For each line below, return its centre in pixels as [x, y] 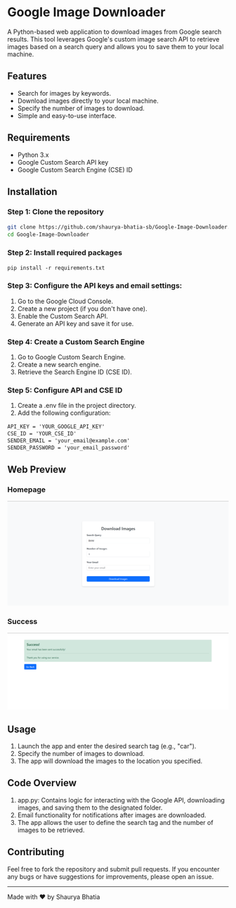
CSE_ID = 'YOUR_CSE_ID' [42, 434]
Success [22, 621]
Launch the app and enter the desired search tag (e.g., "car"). [107, 746]
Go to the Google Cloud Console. [65, 301]
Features [27, 76]
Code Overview [42, 783]
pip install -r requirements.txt [56, 268]
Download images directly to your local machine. [88, 101]
